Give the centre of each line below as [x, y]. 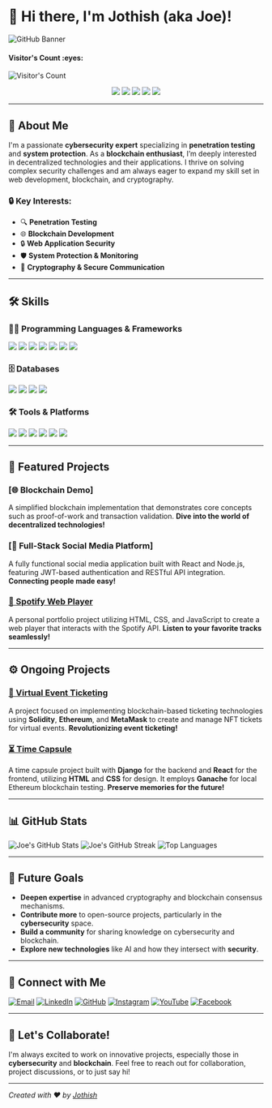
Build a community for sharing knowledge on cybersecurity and [127, 932]
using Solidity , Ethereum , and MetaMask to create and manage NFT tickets [136, 719]
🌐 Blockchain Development [67, 234]
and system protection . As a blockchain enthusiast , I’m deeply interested [133, 153]
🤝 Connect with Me [57, 982]
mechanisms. [42, 906]
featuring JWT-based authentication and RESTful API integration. [117, 572]
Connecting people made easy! [62, 581]
